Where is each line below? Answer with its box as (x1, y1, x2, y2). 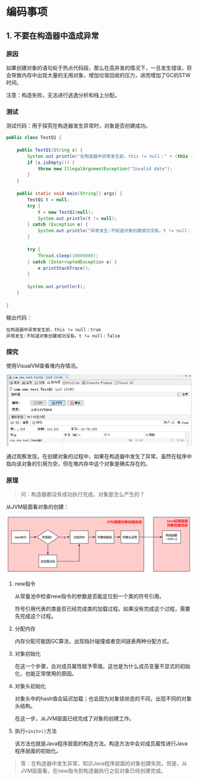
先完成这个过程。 (14, 613, 57, 620)
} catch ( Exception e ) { (27, 222, 88, 227)
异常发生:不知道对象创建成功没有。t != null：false (6, 333, 121, 339)
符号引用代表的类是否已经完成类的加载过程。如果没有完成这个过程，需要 (14, 605, 190, 613)
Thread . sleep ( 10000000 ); (37, 253, 99, 259)
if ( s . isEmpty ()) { (27, 160, 75, 166)
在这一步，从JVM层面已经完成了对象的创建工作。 (14, 715, 135, 722)
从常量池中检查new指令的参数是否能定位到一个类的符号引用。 (14, 593, 165, 600)
